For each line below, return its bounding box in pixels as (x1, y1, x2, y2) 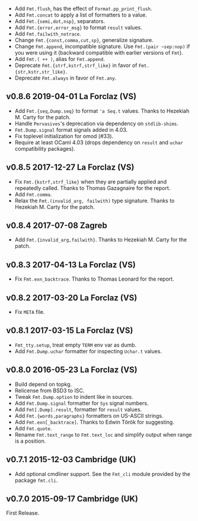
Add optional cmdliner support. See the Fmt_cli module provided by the (14, 470, 191, 477)
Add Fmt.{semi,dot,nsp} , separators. (14, 18, 106, 24)
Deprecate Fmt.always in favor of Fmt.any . (14, 74, 117, 81)
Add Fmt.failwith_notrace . (14, 30, 81, 37)
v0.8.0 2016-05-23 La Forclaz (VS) (6, 365, 138, 375)
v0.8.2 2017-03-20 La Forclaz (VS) (6, 293, 138, 303)
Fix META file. (14, 309, 45, 316)
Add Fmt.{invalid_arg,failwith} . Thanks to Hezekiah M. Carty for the (14, 236, 187, 243)
